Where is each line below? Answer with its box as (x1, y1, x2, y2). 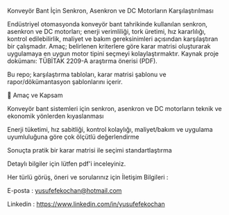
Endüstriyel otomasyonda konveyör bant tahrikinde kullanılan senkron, (7, 20, 208, 28)
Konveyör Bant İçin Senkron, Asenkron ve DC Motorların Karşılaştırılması (7, 7, 214, 15)
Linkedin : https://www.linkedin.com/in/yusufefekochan (7, 200, 165, 208)
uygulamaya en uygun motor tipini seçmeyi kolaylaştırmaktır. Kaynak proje (7, 49, 219, 58)
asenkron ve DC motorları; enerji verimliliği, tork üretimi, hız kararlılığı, (7, 28, 206, 35)
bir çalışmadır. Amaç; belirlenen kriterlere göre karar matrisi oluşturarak (7, 42, 211, 50)
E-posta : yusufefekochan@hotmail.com (7, 187, 122, 194)
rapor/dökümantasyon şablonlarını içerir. (7, 78, 123, 86)
